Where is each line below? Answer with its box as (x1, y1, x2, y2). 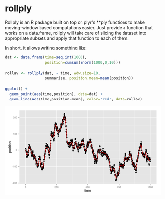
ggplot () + (5, 86, 28, 92)
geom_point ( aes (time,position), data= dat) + (9, 92, 103, 97)
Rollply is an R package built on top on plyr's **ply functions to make (5, 19, 145, 25)
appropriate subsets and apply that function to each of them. (5, 35, 129, 41)
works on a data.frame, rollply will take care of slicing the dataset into (5, 30, 147, 36)
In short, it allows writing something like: (5, 45, 87, 50)
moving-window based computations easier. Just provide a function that (5, 24, 153, 30)
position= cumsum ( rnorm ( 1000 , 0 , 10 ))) (44, 60, 121, 65)
